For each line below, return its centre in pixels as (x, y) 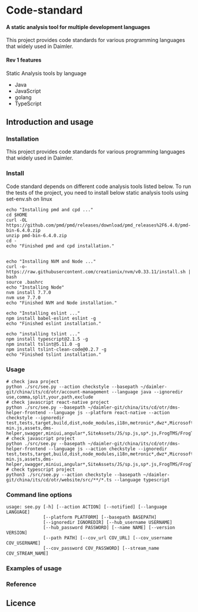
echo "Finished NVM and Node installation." (62, 303)
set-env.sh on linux (29, 199)
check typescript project (43, 469)
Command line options (39, 494)
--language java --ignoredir (147, 392)
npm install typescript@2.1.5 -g (47, 339)
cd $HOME (17, 215)
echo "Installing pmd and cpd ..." (50, 210)
